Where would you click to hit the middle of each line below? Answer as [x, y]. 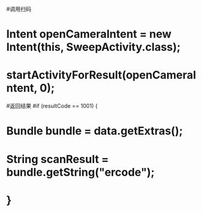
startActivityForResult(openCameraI [101, 75]
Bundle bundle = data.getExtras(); [95, 131]
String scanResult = [58, 159]
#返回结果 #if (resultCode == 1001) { [52, 106]
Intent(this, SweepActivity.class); [93, 47]
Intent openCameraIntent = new [89, 34]
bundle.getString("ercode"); [80, 172]
